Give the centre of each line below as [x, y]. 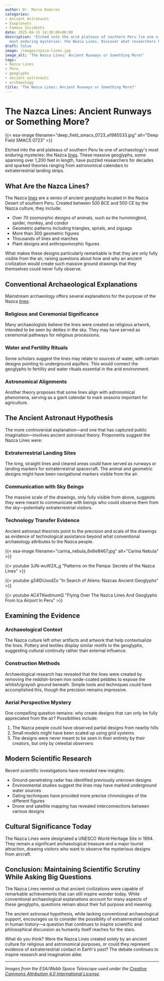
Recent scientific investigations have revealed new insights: [65, 770]
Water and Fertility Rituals [37, 348]
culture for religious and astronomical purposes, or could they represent [78, 944]
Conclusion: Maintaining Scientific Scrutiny [73, 869]
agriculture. [17, 403]
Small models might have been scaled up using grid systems [73, 733]
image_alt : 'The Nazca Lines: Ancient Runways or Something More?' [75, 55]
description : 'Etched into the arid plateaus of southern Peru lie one [79, 37]
